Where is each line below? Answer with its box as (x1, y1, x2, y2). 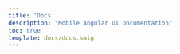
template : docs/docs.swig (8, 33, 94, 42)
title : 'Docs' (8, 11, 56, 20)
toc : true (8, 26, 41, 34)
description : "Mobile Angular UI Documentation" (8, 19, 173, 27)
